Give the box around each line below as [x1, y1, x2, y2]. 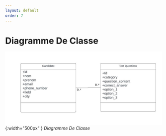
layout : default [5, 8, 39, 13]
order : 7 [5, 13, 23, 18]
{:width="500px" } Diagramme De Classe [5, 125, 90, 131]
